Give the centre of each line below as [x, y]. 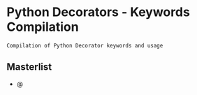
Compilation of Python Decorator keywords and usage [85, 45]
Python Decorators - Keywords [98, 12]
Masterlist [29, 67]
